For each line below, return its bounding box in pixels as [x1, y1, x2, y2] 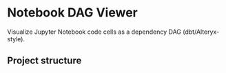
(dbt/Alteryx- [182, 28, 220, 36]
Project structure [7, 55, 82, 67]
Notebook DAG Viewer [7, 5, 138, 21]
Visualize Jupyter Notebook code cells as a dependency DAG [7, 28, 181, 36]
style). [7, 34, 25, 43]
